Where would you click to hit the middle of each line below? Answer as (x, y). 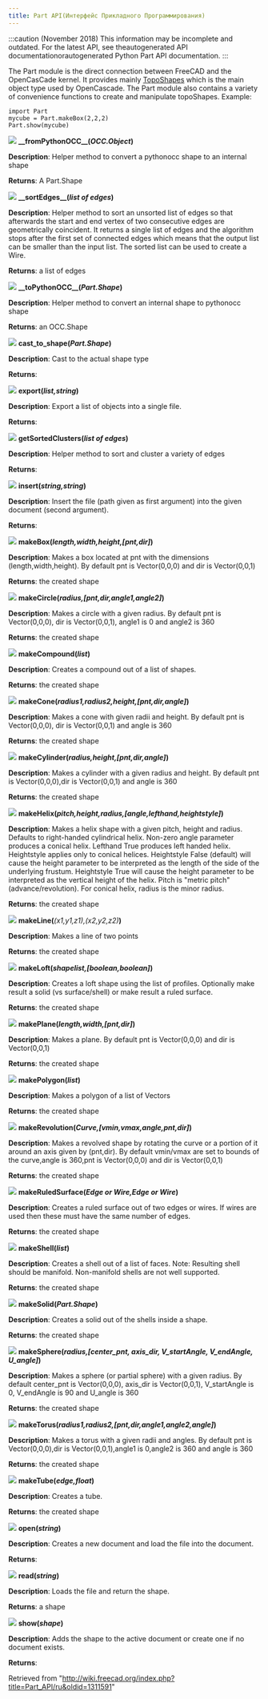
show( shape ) (41, 1623)
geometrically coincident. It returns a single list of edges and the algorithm (131, 230)
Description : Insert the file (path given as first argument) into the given (125, 501)
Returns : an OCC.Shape (48, 327)
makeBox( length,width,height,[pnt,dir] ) (86, 542)
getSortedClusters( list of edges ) (73, 438)
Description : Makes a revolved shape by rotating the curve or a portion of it (133, 1143)
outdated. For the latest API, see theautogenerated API (98, 47)
